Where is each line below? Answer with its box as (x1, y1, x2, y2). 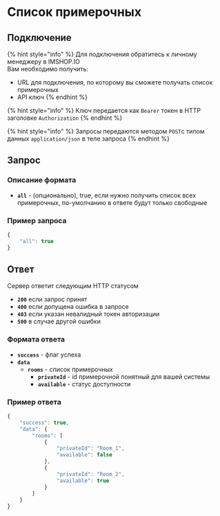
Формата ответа (7, 335, 66, 344)
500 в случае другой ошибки (17, 317, 101, 326)
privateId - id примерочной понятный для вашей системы (37, 372, 210, 381)
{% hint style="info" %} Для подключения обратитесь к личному (7, 50, 198, 58)
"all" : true (19, 238, 54, 244)
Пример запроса (7, 215, 67, 225)
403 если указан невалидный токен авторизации (17, 310, 160, 319)
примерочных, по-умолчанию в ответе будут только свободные (17, 198, 208, 206)
